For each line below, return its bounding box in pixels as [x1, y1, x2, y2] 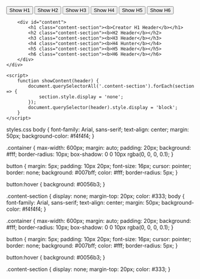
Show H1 [9, 7, 30, 13]
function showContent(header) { [17, 78, 99, 84]
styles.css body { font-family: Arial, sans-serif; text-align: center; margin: [6, 126, 190, 133]
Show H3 [66, 7, 87, 13]
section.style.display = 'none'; [38, 94, 123, 100]
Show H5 [122, 7, 143, 13]
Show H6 [150, 7, 171, 13]
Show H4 [94, 7, 115, 13]
